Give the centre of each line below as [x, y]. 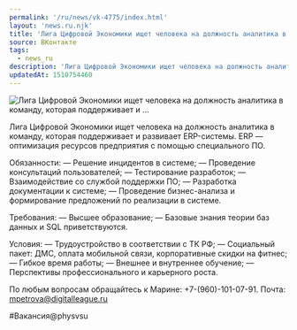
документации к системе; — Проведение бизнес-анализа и [122, 190]
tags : [19, 50]
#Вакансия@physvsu [49, 316]
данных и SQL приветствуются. [69, 226]
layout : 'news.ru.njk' [51, 26]
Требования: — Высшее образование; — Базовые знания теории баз [139, 217]
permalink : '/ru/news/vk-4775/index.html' [88, 17]
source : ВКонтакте [43, 42]
